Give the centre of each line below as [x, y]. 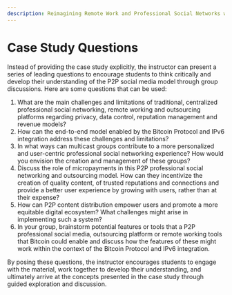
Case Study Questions [73, 47]
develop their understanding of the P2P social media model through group [113, 81]
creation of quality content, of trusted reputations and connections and [118, 183]
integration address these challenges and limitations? [93, 139]
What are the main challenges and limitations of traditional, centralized [117, 102]
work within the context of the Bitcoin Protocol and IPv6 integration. [114, 248]
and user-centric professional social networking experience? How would [120, 153]
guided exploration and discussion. [57, 284]
